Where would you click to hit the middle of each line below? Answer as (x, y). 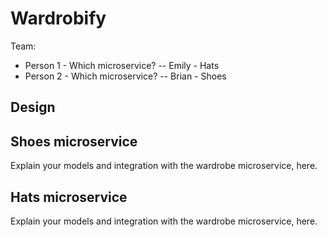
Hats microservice (69, 197)
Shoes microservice (74, 141)
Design (33, 107)
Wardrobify (58, 18)
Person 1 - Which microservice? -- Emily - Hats (122, 65)
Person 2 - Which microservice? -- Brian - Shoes (125, 76)
